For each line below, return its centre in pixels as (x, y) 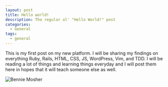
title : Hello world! (27, 15)
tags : (11, 34)
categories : (18, 24)
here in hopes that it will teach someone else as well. (61, 69)
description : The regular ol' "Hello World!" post (60, 19)
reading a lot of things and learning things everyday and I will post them (81, 64)
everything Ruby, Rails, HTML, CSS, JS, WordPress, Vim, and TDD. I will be (84, 58)
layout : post (19, 10)
